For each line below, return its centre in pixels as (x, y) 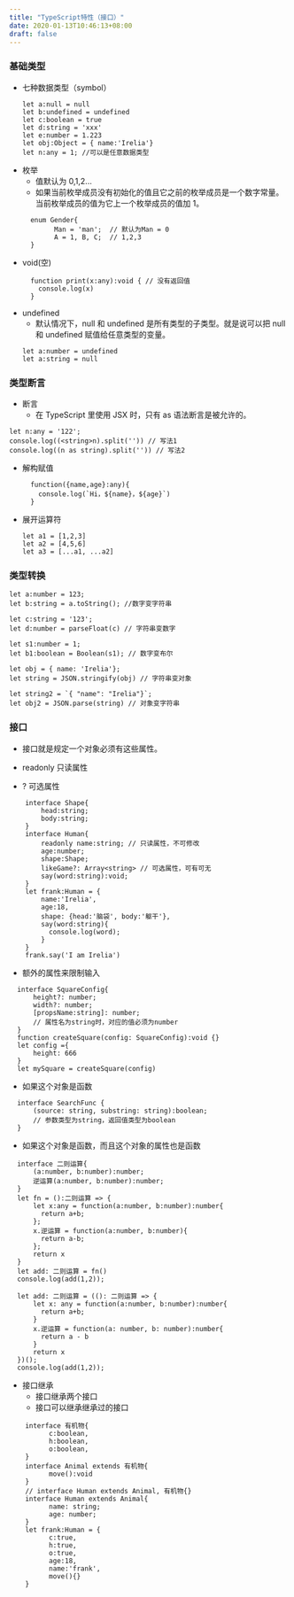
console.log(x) (66, 289)
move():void (70, 1474)
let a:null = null (56, 104)
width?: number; (62, 1005)
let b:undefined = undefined (76, 112)
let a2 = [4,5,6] (54, 544)
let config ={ (43, 1045)
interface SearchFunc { (61, 1103)
